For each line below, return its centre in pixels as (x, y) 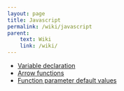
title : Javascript (34, 20)
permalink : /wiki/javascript (50, 26)
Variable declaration (46, 66)
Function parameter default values (67, 80)
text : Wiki (36, 40)
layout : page (26, 14)
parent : (19, 33)
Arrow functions (41, 73)
